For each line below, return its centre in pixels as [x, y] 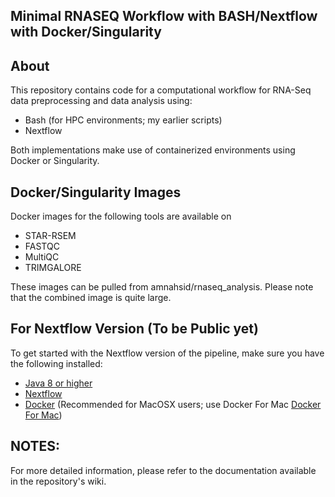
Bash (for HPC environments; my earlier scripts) [123, 120]
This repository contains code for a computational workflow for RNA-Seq [161, 90]
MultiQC [42, 257]
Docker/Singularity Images [96, 192]
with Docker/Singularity [86, 32]
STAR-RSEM [50, 236]
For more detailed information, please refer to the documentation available [163, 470]
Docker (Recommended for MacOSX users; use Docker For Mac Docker [173, 404]
